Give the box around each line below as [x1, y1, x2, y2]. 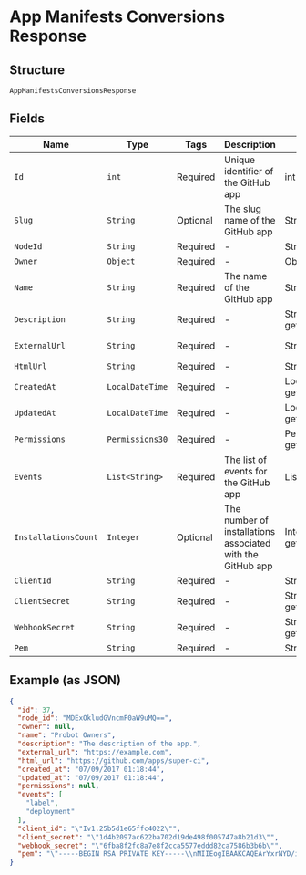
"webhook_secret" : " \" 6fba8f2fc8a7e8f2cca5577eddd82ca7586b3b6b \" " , [17, 841, 283, 850]
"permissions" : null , [17, 782, 100, 791]
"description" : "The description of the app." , [17, 739, 202, 748]
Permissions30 [107, 433, 168, 444]
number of [224, 514, 270, 526]
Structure [9, 62, 66, 78]
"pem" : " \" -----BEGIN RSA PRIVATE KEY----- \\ [17, 849, 194, 859]
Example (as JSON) [9, 672, 121, 688]
